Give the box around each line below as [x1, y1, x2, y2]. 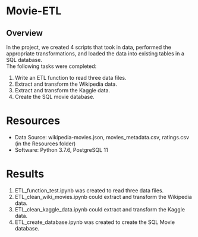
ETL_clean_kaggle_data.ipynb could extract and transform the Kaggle [14, 205, 186, 213]
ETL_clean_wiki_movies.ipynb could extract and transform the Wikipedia [14, 193, 192, 200]
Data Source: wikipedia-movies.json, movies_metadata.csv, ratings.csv [14, 133, 189, 141]
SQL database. [6, 57, 43, 63]
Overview [6, 28, 43, 38]
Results [6, 167, 45, 181]
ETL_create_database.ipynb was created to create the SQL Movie [14, 219, 175, 226]
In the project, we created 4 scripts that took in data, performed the [6, 43, 171, 51]
